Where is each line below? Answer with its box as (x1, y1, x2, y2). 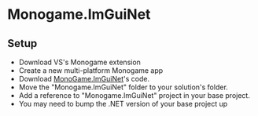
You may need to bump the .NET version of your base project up (18, 100, 228, 108)
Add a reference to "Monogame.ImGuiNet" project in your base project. (18, 91, 251, 100)
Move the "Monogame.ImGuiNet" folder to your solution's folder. (18, 82, 229, 92)
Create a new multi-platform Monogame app (18, 66, 164, 75)
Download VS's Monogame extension (18, 57, 141, 67)
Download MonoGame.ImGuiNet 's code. (18, 74, 150, 83)
